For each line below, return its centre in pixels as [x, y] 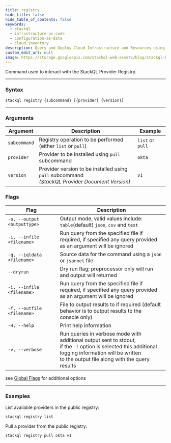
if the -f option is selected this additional [108, 347]
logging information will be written [101, 353]
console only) [76, 317]
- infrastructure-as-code [37, 34]
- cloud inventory [30, 43]
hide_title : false [25, 15]
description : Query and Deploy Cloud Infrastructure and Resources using [85, 48]
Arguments [20, 118]
